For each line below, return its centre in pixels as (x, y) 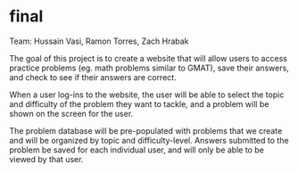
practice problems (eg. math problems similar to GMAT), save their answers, (149, 68)
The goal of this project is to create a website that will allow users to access (149, 58)
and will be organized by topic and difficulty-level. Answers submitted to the (149, 140)
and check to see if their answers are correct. (93, 77)
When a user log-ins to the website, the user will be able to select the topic (147, 95)
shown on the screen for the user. (71, 113)
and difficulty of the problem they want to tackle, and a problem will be (139, 103)
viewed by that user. (46, 159)
